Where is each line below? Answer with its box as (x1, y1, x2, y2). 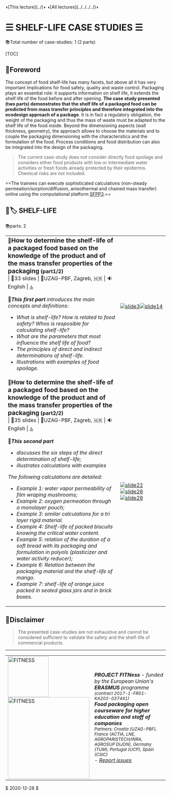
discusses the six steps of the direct (16, 449, 103, 456)
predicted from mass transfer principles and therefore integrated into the (5, 106, 163, 112)
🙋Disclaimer (5, 616, 45, 624)
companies (94, 720, 122, 727)
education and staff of (94, 713, 151, 721)
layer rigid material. (16, 517, 63, 524)
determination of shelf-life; (16, 455, 81, 463)
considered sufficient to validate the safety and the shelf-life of (17, 634, 150, 640)
